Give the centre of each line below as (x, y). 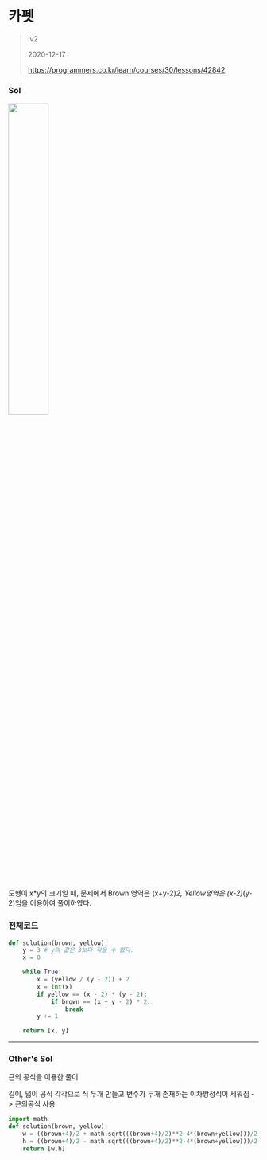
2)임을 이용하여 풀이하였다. (50, 903)
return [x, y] (46, 1031)
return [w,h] (44, 1149)
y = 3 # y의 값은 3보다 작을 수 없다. (78, 950)
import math (28, 1119)
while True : (42, 972)
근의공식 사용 (35, 1104)
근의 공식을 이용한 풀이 (43, 1077)
